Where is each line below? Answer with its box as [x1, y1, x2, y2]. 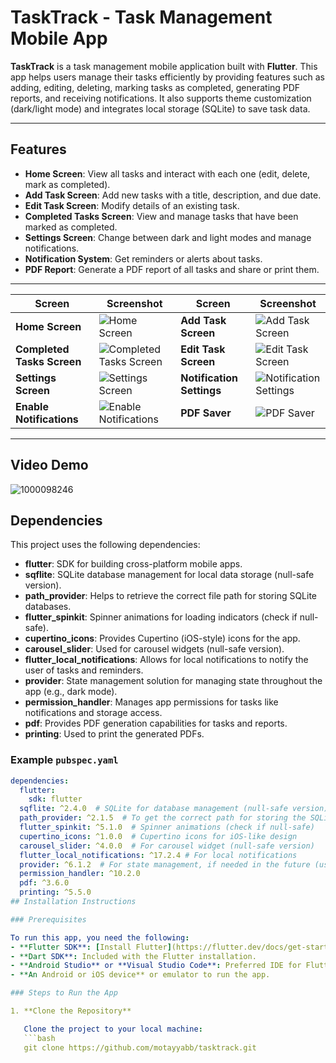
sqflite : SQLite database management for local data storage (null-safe [24, 569, 315, 581]
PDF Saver [180, 406, 232, 420]
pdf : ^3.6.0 [19, 878, 70, 888]
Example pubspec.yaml [10, 753, 119, 767]
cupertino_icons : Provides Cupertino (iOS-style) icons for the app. [24, 632, 301, 645]
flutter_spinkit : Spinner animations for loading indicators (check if [24, 611, 298, 623]
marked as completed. [24, 221, 118, 233]
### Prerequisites [10, 914, 87, 925]
